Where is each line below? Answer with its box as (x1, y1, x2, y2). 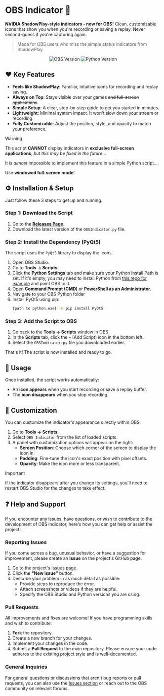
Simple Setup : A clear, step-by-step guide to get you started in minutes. (12, 104, 160, 111)
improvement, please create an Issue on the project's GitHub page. (5, 555, 142, 561)
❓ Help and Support (5, 500, 66, 509)
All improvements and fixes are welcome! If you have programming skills (5, 615, 153, 621)
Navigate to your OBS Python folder (12, 291, 85, 297)
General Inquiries (5, 663, 47, 670)
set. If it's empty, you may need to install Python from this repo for (12, 275, 147, 281)
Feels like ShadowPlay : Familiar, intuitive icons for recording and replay (12, 83, 159, 89)
